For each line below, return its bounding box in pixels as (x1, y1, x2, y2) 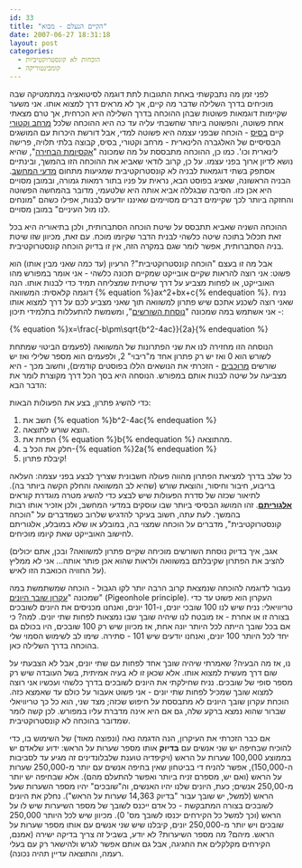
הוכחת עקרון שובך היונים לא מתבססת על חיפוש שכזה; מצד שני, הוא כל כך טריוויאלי (9, 695, 289, 706)
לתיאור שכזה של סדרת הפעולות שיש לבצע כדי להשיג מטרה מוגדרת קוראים (9, 489, 261, 500)
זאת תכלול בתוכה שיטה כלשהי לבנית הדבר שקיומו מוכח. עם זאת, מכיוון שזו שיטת (9, 231, 282, 241)
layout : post (9, 38, 59, 48)
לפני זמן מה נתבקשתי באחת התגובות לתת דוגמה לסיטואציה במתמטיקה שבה (9, 88, 269, 99)
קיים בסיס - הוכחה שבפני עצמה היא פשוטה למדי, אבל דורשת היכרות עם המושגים (9, 127, 284, 137)
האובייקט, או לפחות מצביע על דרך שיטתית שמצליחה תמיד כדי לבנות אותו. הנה (9, 277, 275, 288)
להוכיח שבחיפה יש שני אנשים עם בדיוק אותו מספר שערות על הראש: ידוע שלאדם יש (9, 742, 292, 753)
